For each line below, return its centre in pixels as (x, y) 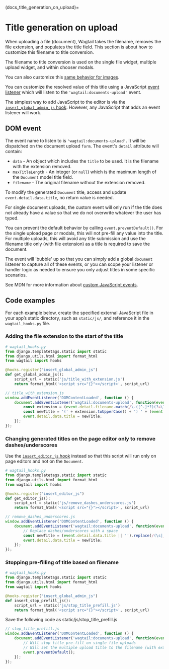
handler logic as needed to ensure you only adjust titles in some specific (80, 269)
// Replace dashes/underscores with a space (71, 531)
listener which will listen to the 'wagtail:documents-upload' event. (73, 92)
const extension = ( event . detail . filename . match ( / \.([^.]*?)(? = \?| (95, 407)
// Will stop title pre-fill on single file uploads (80, 643)
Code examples (30, 301)
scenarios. (16, 275)
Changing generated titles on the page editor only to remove (80, 438)
